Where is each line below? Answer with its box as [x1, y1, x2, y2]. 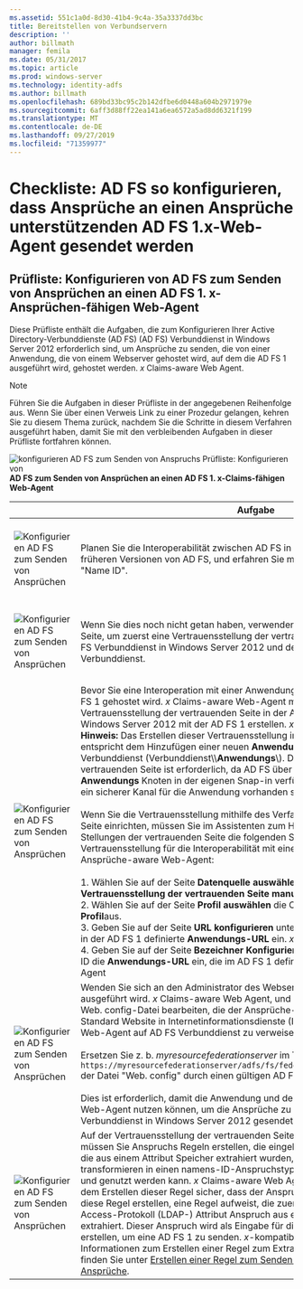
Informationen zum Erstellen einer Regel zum [80, 1242, 271, 1255]
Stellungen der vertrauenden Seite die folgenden [80, 831, 287, 843]
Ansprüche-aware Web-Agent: [80, 853, 215, 866]
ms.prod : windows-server [9, 72, 103, 81]
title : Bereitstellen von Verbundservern [9, 22, 168, 31]
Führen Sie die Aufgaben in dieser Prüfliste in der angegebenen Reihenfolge [9, 397, 292, 408]
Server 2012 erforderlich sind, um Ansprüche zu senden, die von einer [9, 343, 271, 353]
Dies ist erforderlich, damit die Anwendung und [80, 1091, 280, 1104]
